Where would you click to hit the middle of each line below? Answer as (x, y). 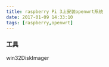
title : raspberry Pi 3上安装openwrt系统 (54, 12)
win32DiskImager (28, 58)
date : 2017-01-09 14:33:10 (40, 17)
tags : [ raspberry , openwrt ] (40, 23)
